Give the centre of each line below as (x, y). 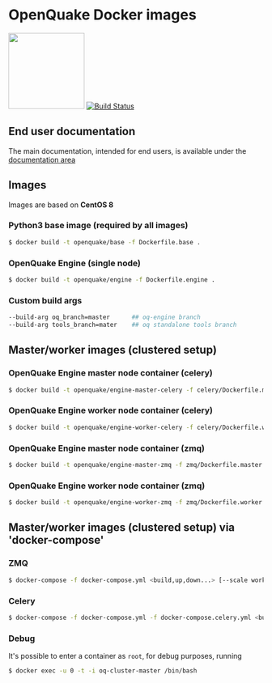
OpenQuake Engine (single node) (75, 263)
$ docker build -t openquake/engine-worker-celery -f (101, 427)
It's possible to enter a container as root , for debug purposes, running (125, 656)
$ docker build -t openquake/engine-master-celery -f (101, 390)
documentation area (42, 159)
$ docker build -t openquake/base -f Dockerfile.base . (104, 242)
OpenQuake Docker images (102, 15)
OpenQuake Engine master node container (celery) (110, 373)
